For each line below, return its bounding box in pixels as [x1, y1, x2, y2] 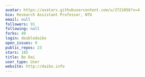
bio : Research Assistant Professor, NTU [5, 12, 93, 17]
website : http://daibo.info [5, 64, 65, 69]
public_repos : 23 [5, 45, 42, 50]
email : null [5, 17, 31, 22]
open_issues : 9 [5, 41, 38, 46]
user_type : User [5, 59, 40, 64]
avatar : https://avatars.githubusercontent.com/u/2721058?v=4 [5, 7, 140, 13]
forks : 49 [5, 31, 26, 36]
